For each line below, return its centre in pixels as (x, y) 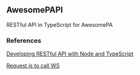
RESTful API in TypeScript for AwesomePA (60, 24)
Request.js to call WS (33, 66)
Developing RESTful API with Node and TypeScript (70, 54)
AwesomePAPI (35, 10)
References (24, 40)
